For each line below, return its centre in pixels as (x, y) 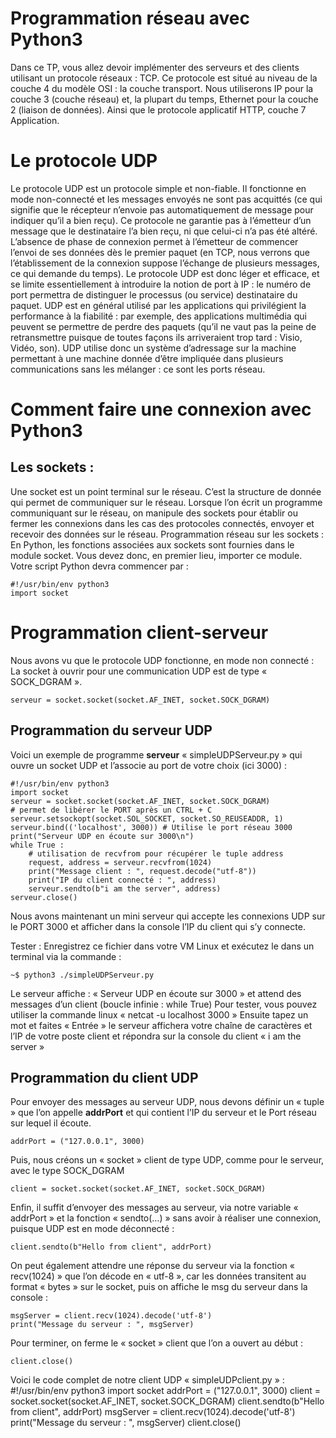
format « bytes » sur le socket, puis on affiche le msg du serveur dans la (159, 1287)
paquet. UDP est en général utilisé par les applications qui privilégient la (158, 305)
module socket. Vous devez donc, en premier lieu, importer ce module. (156, 555)
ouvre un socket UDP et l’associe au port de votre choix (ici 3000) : (148, 765)
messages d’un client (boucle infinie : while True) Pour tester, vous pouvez (164, 1004)
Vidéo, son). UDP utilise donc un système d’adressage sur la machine (153, 348)
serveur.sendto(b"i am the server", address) (125, 888)
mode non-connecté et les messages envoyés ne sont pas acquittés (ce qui (166, 199)
